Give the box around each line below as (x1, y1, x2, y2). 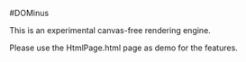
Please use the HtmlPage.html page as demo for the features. (9, 42, 239, 53)
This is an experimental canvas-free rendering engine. (9, 25, 212, 35)
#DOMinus (9, 8, 50, 18)
